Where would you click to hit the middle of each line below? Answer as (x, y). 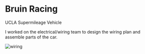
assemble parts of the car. (31, 37)
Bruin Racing (31, 9)
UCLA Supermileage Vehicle (33, 22)
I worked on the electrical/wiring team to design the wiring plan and (73, 32)
